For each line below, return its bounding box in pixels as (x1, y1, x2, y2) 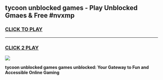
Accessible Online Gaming (5, 69, 60, 75)
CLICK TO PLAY (5, 26, 43, 33)
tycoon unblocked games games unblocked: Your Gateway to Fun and (5, 64, 149, 70)
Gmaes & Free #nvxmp (5, 12, 75, 20)
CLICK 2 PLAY (5, 44, 39, 51)
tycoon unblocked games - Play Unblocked (5, 4, 138, 12)
